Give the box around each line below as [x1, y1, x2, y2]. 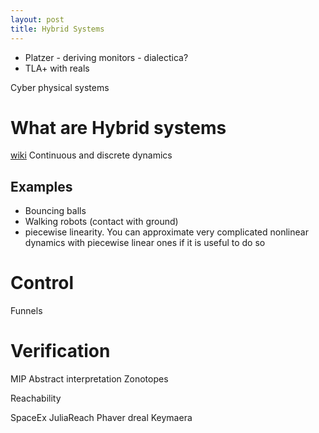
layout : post [10, 14, 65, 25]
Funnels [10, 305, 43, 317]
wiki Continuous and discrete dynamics [10, 149, 173, 161]
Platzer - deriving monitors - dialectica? [24, 51, 189, 63]
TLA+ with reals [24, 62, 90, 74]
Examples [10, 178, 73, 195]
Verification [10, 340, 111, 363]
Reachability [10, 392, 62, 405]
